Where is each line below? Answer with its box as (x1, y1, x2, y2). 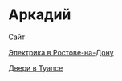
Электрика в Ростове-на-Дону (8, 47, 114, 57)
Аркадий (8, 6, 71, 24)
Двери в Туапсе (8, 63, 63, 73)
